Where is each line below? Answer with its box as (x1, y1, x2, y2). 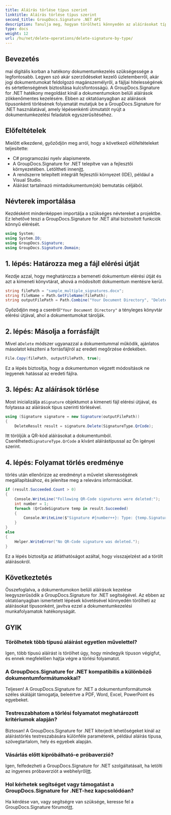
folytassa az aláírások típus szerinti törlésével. (5, 404, 102, 410)
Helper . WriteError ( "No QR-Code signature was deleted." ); (14, 539, 140, 544)
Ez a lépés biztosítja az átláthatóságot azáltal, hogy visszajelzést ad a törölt (5, 553, 163, 559)
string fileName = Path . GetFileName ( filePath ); (5, 293, 108, 298)
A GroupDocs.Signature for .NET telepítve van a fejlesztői (12, 160, 133, 167)
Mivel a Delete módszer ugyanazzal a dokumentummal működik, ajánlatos (5, 341, 159, 347)
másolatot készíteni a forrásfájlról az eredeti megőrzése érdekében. (5, 346, 147, 352)
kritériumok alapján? (5, 716, 58, 723)
